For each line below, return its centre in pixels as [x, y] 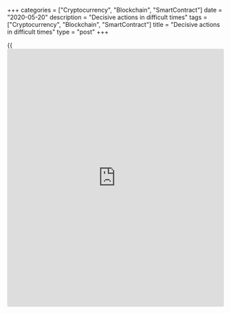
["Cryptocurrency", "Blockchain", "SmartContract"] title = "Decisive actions [113, 24]
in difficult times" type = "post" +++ [58, 32]
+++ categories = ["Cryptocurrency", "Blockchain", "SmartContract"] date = [115, 10]
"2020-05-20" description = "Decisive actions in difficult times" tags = [107, 17]
